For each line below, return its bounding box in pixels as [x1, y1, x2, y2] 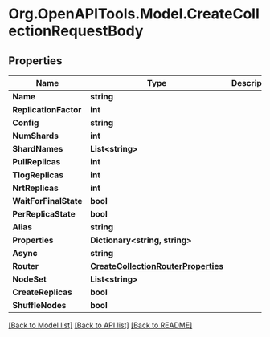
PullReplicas [12, 156, 61, 167]
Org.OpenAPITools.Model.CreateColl [8, 5, 260, 23]
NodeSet [12, 274, 47, 285]
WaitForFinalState [12, 196, 83, 206]
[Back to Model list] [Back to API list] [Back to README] [8, 320, 193, 330]
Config [12, 117, 39, 128]
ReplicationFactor [12, 104, 82, 115]
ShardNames [12, 144, 63, 154]
